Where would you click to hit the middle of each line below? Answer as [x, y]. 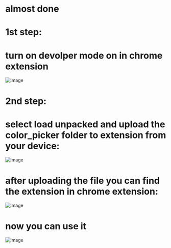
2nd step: [26, 101]
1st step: [23, 32]
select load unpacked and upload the [85, 124]
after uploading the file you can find [82, 181]
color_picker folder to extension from [86, 135]
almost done [32, 9]
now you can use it [46, 226]
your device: [32, 146]
